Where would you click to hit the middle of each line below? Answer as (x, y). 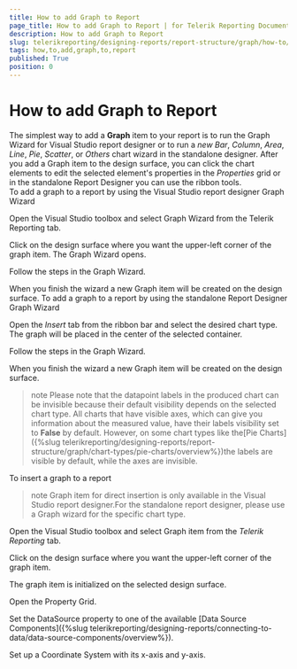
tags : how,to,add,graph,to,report (73, 51)
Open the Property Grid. (53, 601)
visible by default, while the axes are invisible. (114, 461)
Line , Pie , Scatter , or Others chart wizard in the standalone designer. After (144, 154)
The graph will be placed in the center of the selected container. (126, 334)
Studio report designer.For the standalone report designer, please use (158, 504)
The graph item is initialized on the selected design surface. (118, 584)
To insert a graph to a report (61, 478)
